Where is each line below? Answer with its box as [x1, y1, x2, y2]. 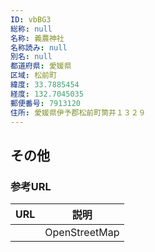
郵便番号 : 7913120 [10, 98, 82, 108]
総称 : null [10, 24, 53, 34]
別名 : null [10, 52, 53, 62]
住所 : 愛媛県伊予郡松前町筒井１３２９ [10, 107, 147, 118]
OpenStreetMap [44, 226, 120, 240]
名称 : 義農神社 [10, 33, 65, 43]
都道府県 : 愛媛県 [10, 61, 72, 71]
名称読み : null [10, 42, 68, 53]
